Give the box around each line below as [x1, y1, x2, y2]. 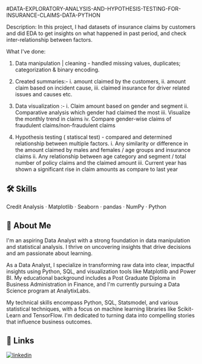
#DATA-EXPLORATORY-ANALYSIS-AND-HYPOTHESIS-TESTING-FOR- [6, 5, 181, 12]
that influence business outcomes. [6, 318, 93, 325]
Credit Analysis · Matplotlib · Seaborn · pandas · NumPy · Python [6, 203, 167, 210]
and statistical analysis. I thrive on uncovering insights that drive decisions [6, 243, 192, 250]
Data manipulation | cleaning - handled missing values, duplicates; [15, 60, 181, 67]
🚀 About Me [6, 220, 51, 231]
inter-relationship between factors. [6, 36, 93, 43]
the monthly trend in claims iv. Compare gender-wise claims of [15, 115, 172, 122]
